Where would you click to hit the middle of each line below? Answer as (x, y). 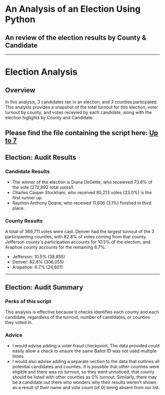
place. (18, 208)
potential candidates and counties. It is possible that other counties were (86, 367)
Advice (14, 335)
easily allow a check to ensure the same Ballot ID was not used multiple (84, 351)
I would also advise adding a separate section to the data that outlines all (86, 362)
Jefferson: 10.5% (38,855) (39, 257)
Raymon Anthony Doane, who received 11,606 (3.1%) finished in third (82, 203)
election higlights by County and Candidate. (49, 117)
